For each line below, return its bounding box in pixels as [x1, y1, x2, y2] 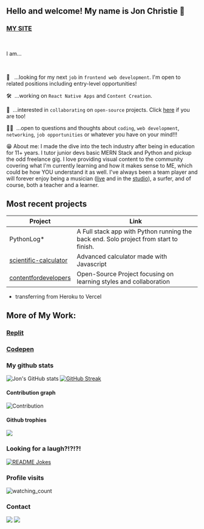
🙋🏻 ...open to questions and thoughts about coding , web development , [6, 124, 180, 131]
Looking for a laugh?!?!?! [6, 445, 81, 453]
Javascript [76, 259, 107, 268]
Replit [6, 329, 24, 337]
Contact [6, 502, 31, 511]
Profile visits [6, 473, 44, 482]
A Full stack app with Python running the [76, 227, 192, 236]
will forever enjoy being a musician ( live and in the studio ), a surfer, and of [6, 174, 191, 182]
